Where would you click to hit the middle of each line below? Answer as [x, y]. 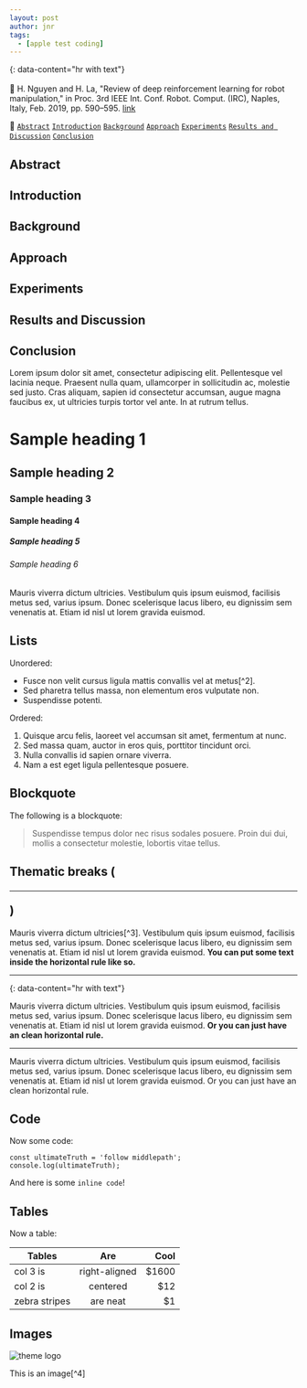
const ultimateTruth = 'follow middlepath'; [95, 1158]
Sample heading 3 [50, 498]
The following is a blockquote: [66, 816]
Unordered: [31, 663]
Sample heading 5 [45, 541]
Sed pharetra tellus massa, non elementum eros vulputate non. [141, 690]
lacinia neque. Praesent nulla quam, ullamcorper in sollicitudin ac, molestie [150, 383]
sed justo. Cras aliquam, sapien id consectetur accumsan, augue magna [145, 392]
